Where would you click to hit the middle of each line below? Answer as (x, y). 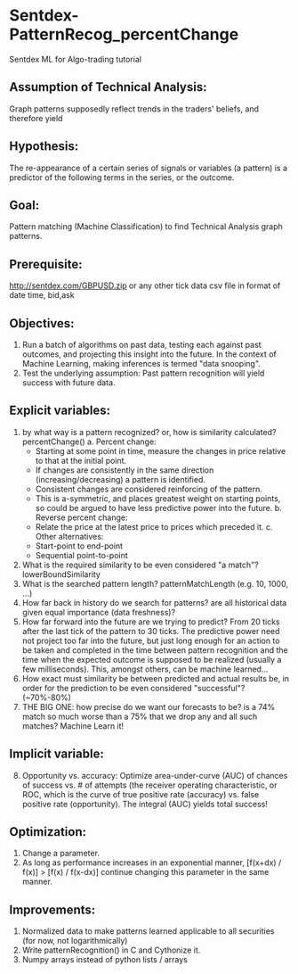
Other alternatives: (69, 536)
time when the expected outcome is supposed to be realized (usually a (152, 659)
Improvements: (52, 909)
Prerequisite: (46, 264)
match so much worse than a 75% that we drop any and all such (140, 716)
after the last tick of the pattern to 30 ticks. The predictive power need (151, 631)
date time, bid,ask (42, 295)
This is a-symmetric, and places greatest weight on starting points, (158, 498)
